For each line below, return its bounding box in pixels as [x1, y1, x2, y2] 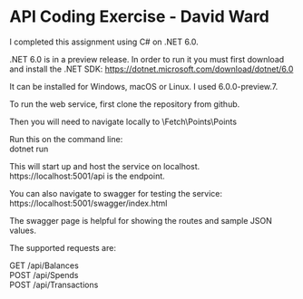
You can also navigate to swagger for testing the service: [9, 188, 223, 198]
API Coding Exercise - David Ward [9, 6, 270, 27]
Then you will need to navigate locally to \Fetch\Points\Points [9, 116, 238, 127]
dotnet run [9, 143, 49, 154]
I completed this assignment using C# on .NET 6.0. [9, 36, 200, 47]
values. [9, 225, 36, 236]
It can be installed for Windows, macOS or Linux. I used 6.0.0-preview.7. [9, 81, 279, 92]
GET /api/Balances [9, 260, 79, 271]
